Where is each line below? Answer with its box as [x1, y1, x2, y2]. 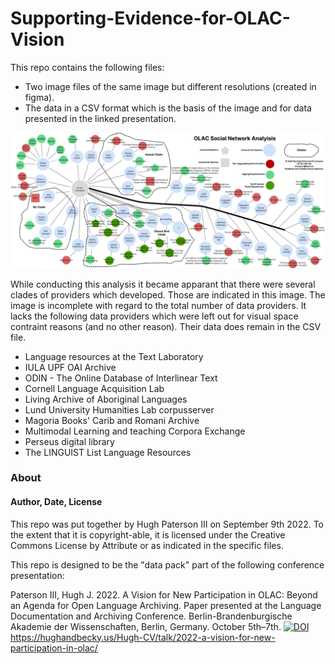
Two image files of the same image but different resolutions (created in [24, 80, 317, 92]
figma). [24, 91, 55, 103]
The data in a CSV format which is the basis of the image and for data [24, 102, 312, 114]
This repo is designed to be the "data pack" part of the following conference [10, 558, 325, 571]
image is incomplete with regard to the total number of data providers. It [10, 299, 307, 311]
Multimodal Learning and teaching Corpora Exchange [24, 425, 246, 437]
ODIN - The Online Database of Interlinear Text [24, 372, 218, 384]
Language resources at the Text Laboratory [24, 350, 204, 362]
